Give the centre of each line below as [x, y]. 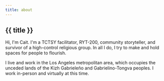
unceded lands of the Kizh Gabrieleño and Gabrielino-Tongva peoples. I [79, 68]
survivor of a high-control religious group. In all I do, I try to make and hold [82, 48]
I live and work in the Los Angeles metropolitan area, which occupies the [80, 63]
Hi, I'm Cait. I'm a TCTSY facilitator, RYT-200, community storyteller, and [80, 42]
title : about [19, 10]
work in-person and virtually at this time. [47, 73]
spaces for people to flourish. [36, 53]
